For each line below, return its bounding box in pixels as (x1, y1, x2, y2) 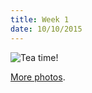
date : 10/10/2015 (10, 24, 83, 34)
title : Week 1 (10, 14, 70, 25)
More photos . (10, 71, 66, 83)
